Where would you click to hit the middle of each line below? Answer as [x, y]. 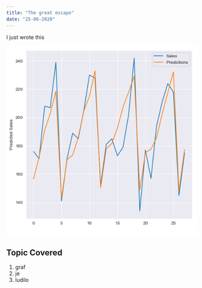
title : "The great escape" [40, 13]
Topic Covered [34, 253]
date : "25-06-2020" [31, 19]
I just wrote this [25, 37]
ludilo [22, 280]
